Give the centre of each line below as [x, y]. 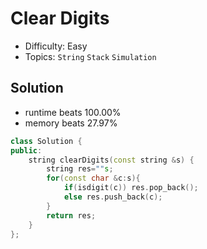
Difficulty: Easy [56, 46]
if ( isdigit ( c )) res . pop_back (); [131, 188]
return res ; [71, 215]
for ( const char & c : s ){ [93, 178]
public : [26, 150]
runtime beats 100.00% [73, 112]
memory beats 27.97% [71, 123]
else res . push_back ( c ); [113, 197]
